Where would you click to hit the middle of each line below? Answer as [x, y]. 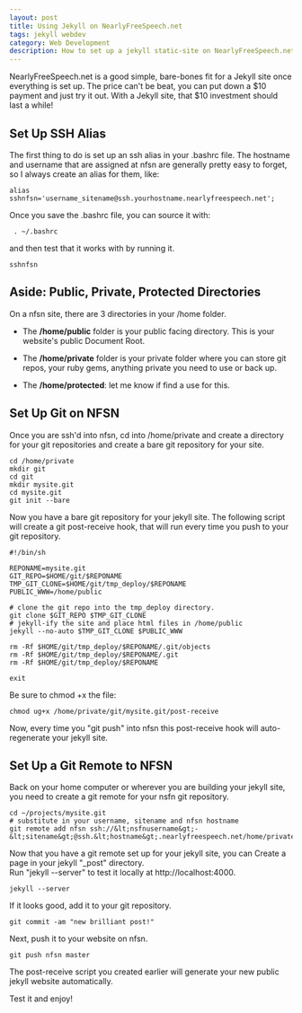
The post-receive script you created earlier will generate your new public [145, 972]
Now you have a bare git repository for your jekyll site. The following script [147, 516]
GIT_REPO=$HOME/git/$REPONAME [66, 576]
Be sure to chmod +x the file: [63, 695]
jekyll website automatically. [62, 982]
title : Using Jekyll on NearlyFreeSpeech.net [96, 26]
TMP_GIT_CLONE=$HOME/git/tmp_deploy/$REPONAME [98, 584]
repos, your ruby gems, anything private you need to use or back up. [149, 367]
